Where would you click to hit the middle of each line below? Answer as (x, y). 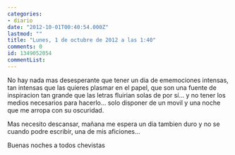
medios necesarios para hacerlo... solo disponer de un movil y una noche (114, 103)
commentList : (26, 60)
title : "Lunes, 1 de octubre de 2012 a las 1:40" (82, 40)
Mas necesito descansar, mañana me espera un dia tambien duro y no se (114, 124)
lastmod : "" (25, 34)
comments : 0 (25, 47)
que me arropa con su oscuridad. (56, 110)
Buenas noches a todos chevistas (56, 145)
